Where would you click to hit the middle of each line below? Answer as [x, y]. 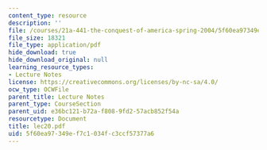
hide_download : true [43, 52]
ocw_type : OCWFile [39, 89]
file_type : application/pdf [55, 45]
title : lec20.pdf [37, 126]
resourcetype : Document [48, 119]
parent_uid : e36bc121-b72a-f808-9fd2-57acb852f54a [94, 112]
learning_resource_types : [51, 67]
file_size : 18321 [37, 38]
